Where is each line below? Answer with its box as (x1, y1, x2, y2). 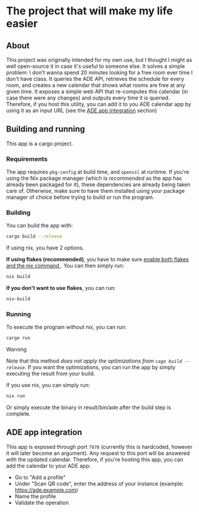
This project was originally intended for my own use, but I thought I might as (6, 57, 192, 63)
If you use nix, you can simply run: (6, 382, 90, 389)
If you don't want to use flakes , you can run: (6, 285, 116, 292)
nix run (6, 393, 26, 399)
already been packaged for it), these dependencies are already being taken (6, 181, 191, 188)
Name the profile (14, 492, 56, 499)
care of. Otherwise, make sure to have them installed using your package (6, 188, 185, 195)
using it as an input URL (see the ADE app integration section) (6, 107, 157, 114)
